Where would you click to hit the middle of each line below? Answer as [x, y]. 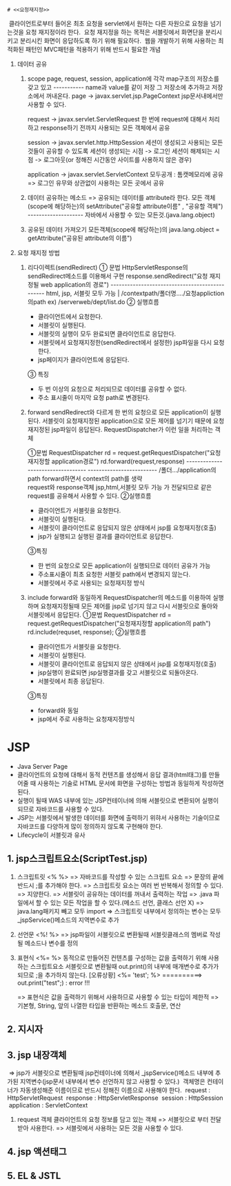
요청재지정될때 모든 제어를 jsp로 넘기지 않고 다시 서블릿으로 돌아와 [129, 606]
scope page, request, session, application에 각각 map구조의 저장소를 [123, 79]
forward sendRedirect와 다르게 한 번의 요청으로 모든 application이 [118, 412]
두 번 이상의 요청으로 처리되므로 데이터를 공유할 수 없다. [112, 389]
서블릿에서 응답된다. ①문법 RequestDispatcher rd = [99, 615]
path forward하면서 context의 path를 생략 [85, 479]
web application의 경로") [74, 284]
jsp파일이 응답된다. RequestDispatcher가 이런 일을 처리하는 [132, 429]
